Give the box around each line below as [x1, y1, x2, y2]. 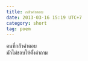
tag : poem [6, 25, 31, 32]
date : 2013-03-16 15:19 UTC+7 [6, 14, 83, 21]
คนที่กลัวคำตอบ [6, 42, 37, 50]
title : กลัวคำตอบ [6, 8, 44, 15]
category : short [6, 20, 47, 26]
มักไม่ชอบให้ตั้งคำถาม [6, 49, 48, 56]
